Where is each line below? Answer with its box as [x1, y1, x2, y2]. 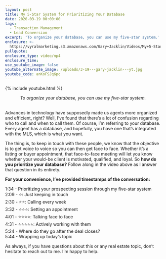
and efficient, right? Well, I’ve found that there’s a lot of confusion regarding [5, 115, 159, 121]
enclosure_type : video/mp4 [5, 53, 61, 58]
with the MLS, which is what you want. [5, 131, 83, 137]
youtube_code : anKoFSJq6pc [5, 72, 61, 77]
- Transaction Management [9, 26, 63, 31]
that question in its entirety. [5, 166, 61, 172]
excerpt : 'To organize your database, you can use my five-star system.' [5, 35, 161, 40]
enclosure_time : [5, 58, 39, 63]
